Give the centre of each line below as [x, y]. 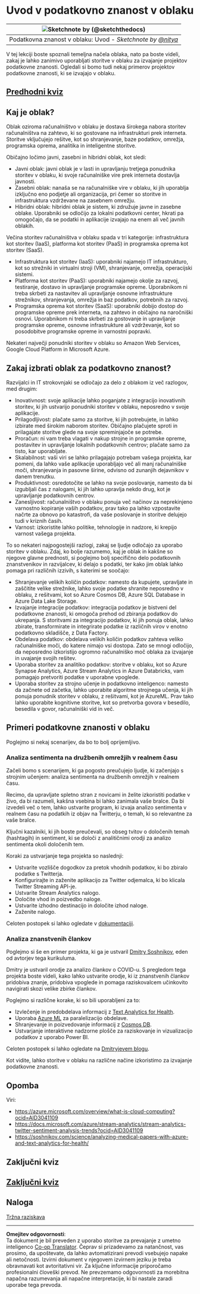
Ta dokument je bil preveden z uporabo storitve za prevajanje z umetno [93, 1240]
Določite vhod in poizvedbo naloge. [58, 899]
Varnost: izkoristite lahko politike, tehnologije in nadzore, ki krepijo [96, 527]
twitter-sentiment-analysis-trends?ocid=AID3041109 [79, 1130]
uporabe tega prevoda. [34, 1284]
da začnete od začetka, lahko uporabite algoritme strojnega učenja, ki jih [104, 689]
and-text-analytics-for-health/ [52, 1143]
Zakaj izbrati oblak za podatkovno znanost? [89, 368]
